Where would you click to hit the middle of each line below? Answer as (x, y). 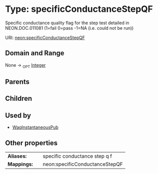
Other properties (31, 143)
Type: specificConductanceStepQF (79, 9)
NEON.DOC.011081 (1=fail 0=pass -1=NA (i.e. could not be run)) (69, 28)
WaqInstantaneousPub (35, 128)
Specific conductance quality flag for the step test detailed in (67, 23)
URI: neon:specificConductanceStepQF (45, 38)
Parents (17, 82)
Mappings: (20, 164)
